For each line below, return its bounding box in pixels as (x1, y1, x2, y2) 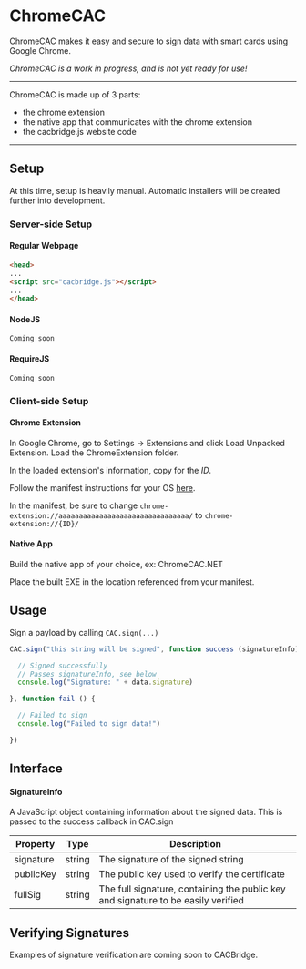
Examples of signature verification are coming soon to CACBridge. (9, 949, 259, 961)
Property (15, 838, 56, 851)
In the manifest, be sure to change (9, 500, 138, 511)
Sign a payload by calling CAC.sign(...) (9, 627, 159, 637)
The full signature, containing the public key (98, 882, 287, 895)
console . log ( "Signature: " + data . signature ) (17, 678, 194, 688)
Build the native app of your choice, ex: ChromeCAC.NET (9, 558, 223, 569)
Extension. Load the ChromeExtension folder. (9, 447, 179, 458)
